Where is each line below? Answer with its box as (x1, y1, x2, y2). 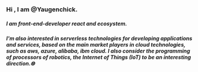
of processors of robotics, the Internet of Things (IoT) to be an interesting (6, 53, 191, 61)
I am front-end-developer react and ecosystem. (6, 20, 127, 27)
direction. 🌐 (6, 60, 35, 67)
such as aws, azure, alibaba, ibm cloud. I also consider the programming (6, 47, 190, 54)
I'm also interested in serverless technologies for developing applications (6, 35, 193, 42)
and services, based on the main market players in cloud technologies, (6, 41, 186, 48)
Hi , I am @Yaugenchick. (6, 5, 78, 14)
